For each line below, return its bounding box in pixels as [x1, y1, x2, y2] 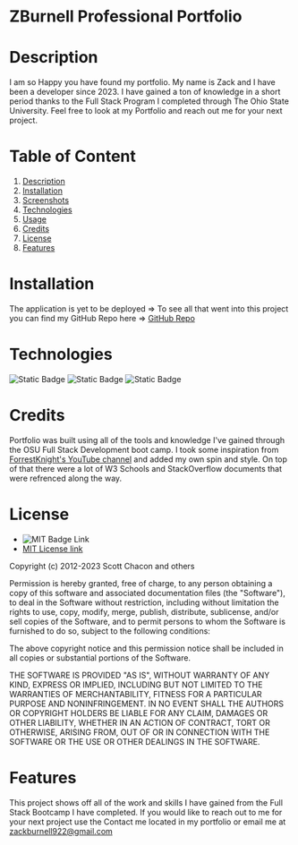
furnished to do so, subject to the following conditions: [9, 625, 210, 636]
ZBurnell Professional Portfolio [9, 6, 243, 27]
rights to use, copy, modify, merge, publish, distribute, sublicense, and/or [9, 606, 279, 617]
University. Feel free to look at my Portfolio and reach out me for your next [9, 106, 283, 116]
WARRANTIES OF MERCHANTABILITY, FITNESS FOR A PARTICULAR [9, 688, 262, 699]
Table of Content [9, 146, 137, 166]
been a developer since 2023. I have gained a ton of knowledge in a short [9, 87, 281, 98]
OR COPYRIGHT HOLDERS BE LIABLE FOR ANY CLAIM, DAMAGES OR [9, 707, 268, 718]
